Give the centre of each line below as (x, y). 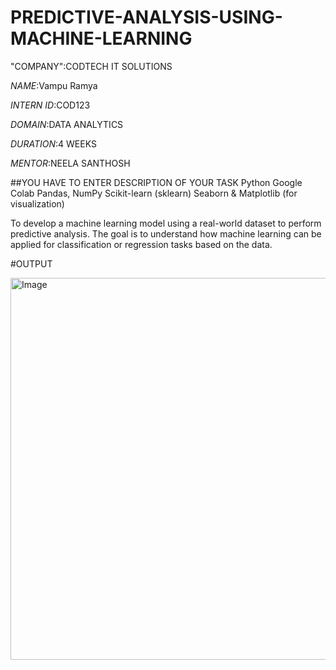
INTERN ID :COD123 (50, 105)
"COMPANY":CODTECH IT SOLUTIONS (91, 66)
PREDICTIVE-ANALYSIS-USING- (146, 17)
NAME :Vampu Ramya (54, 85)
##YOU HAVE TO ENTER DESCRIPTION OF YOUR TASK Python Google (156, 182)
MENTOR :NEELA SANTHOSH (70, 163)
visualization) (37, 203)
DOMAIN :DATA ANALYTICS (67, 124)
